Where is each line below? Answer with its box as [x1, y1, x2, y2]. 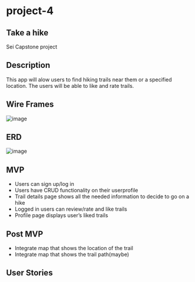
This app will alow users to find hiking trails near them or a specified [6, 76, 173, 83]
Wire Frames [6, 99, 54, 110]
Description [6, 60, 50, 70]
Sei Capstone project [6, 43, 57, 50]
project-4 [6, 4, 54, 18]
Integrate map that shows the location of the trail [14, 245, 134, 252]
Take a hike [6, 28, 49, 38]
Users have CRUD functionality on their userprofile [14, 187, 139, 194]
